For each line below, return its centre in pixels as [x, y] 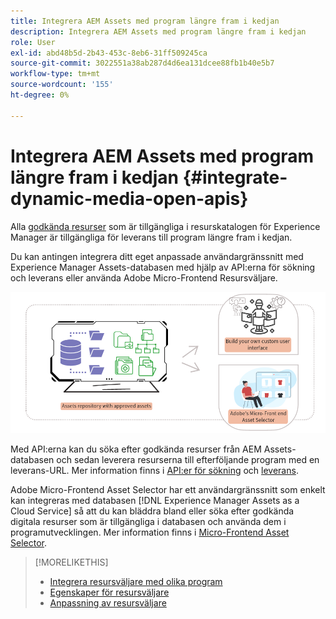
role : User [33, 42]
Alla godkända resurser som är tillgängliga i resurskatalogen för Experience [165, 226]
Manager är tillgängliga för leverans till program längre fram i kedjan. [151, 237]
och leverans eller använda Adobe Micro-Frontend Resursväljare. [144, 277]
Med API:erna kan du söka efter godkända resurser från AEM [136, 449]
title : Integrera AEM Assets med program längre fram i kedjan [145, 21]
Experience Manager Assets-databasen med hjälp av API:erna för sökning [163, 267]
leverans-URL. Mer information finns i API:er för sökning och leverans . [154, 471]
